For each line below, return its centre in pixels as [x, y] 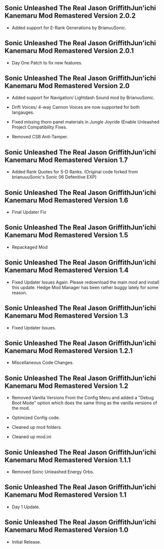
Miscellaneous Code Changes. [43, 363]
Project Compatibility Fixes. [39, 127]
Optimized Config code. [36, 418]
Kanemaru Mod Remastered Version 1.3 [67, 316]
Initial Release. [26, 542]
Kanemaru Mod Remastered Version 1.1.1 [68, 460]
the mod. [21, 408]
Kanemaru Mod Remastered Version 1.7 [66, 160]
